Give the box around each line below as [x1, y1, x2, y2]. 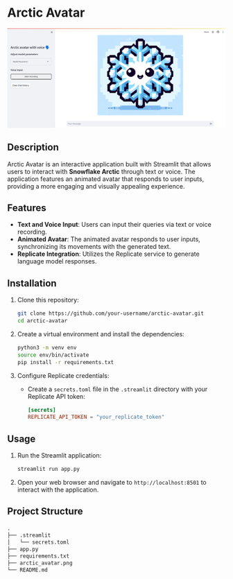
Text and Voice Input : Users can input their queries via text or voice [17, 221, 212, 229]
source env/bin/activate [17, 352, 89, 358]
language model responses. [17, 257, 97, 266]
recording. [17, 227, 47, 236]
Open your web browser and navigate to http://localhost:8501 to [17, 478, 207, 487]
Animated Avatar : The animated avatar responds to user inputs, [17, 235, 201, 243]
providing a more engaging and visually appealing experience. [7, 182, 185, 190]
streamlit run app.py [17, 466, 80, 473]
